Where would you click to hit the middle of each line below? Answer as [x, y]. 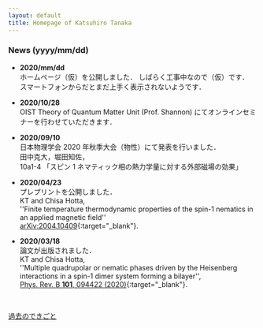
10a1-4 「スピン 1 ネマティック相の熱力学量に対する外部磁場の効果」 [131, 166]
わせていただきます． [81, 121]
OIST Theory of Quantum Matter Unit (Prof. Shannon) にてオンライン [131, 112]
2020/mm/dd [42, 67]
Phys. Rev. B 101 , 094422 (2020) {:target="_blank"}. [103, 284]
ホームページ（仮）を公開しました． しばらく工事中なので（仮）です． [134, 76]
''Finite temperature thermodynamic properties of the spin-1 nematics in [136, 209]
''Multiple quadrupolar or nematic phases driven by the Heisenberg [128, 267]
